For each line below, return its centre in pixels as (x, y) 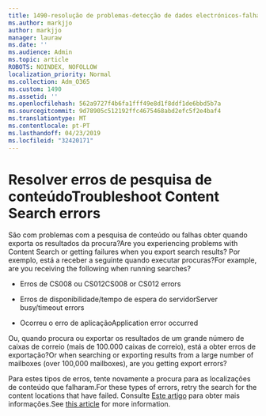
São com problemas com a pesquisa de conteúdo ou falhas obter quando (128, 235)
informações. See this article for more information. (89, 404)
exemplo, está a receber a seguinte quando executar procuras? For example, (133, 260)
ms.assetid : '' (33, 96)
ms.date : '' (28, 45)
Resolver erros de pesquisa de (110, 180)
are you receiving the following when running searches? (100, 269)
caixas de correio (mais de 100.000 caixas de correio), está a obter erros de (132, 347)
